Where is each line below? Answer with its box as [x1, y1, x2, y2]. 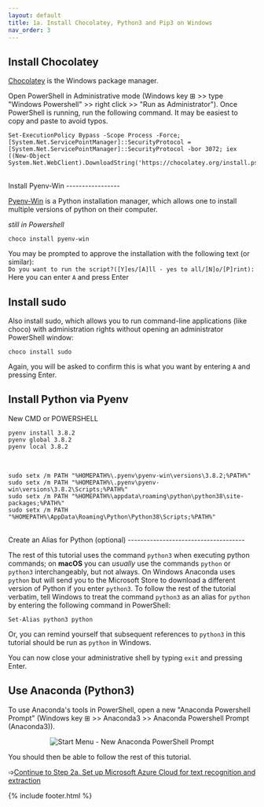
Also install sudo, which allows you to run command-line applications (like [8, 316, 247, 325]
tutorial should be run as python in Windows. [8, 637, 152, 647]
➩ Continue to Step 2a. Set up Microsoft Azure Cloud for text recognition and [8, 767, 256, 776]
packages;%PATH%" [8, 499, 65, 507]
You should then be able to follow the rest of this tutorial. [8, 752, 192, 761]
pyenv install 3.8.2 [8, 429, 76, 437]
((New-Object [8, 152, 51, 160]
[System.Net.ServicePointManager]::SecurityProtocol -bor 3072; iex [8, 145, 237, 153]
